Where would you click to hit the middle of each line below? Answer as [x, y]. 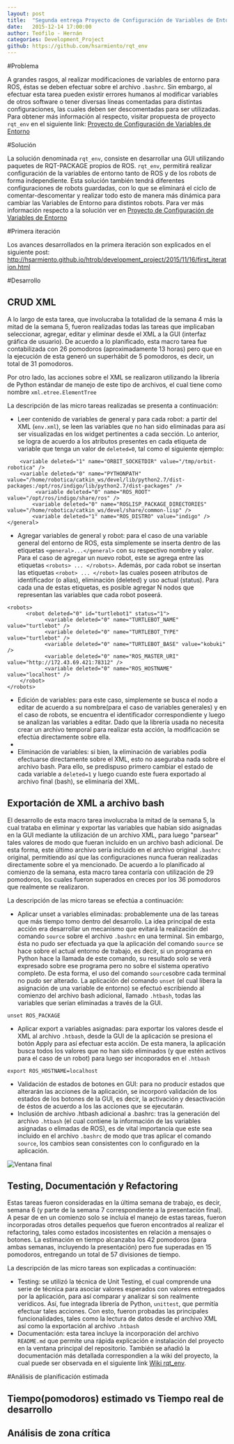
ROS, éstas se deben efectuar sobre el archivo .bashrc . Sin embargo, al [110, 87]
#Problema [23, 66]
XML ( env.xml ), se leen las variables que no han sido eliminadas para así [121, 426]
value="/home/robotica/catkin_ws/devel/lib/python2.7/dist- [96, 480]
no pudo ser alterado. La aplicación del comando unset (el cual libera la [120, 980]
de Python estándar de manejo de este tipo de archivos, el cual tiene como [115, 384]
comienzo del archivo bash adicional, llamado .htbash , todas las [109, 995]
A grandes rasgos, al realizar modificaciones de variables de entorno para [114, 80]
